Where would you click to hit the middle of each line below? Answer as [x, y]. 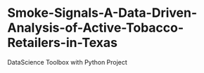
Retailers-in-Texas [63, 43]
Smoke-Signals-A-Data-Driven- [102, 13]
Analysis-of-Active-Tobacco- [96, 28]
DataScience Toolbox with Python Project [68, 62]
